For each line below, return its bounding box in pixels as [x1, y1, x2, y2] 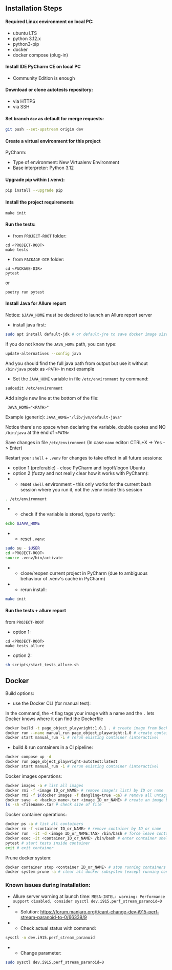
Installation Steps [5, 4, 62, 13]
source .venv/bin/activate [5, 555, 63, 561]
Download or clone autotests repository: [5, 87, 93, 93]
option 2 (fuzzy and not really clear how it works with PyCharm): [12, 470, 149, 476]
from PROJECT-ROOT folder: [12, 232, 67, 239]
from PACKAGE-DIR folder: [12, 256, 64, 262]
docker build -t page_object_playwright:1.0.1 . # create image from [5, 725, 157, 730]
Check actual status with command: [20, 925, 96, 931]
